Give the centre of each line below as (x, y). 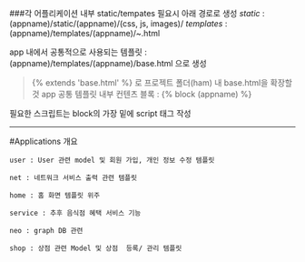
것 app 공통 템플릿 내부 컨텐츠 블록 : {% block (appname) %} (142, 94)
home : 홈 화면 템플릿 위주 (55, 196)
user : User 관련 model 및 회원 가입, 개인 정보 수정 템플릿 (112, 160)
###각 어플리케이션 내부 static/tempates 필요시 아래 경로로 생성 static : (137, 13)
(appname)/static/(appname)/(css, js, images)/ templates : (118, 24)
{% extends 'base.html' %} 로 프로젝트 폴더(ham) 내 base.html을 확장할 (162, 83)
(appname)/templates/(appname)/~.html (85, 33)
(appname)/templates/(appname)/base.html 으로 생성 (108, 63)
